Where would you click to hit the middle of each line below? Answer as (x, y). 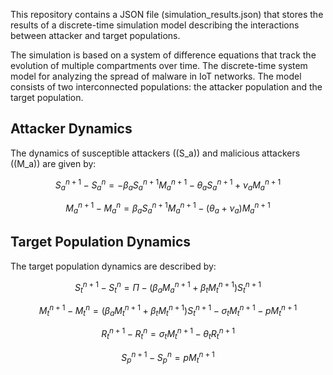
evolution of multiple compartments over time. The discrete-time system (159, 65)
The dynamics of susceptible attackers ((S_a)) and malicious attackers (155, 153)
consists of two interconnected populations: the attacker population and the (166, 87)
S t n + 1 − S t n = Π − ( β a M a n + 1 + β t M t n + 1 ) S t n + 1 (168, 287)
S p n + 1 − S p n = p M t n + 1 (168, 357)
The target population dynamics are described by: (113, 266)
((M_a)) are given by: (53, 163)
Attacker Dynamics (71, 129)
